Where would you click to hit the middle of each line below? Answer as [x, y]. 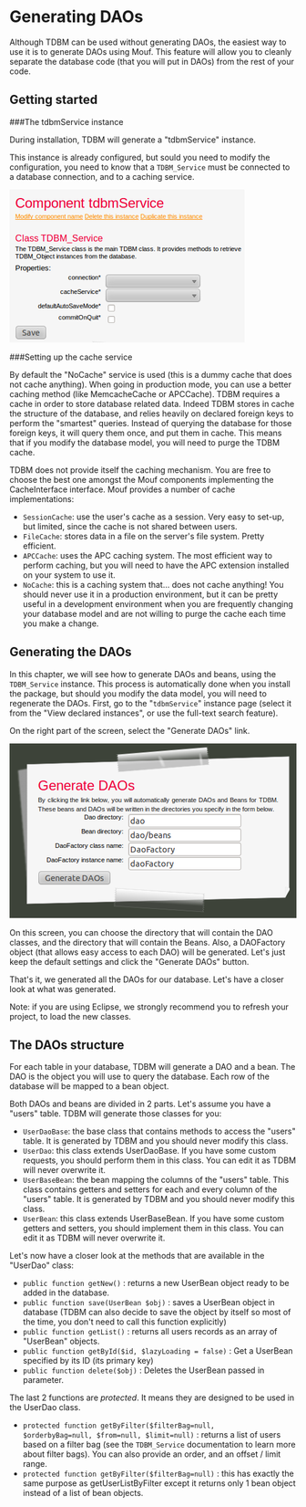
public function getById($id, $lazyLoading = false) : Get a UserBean [158, 1351]
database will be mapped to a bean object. [89, 1086]
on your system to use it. [69, 575]
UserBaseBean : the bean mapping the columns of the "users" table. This [156, 1180]
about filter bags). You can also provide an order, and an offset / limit [152, 1454]
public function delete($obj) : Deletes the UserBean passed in [143, 1370]
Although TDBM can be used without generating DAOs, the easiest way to [148, 42]
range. [35, 1464]
